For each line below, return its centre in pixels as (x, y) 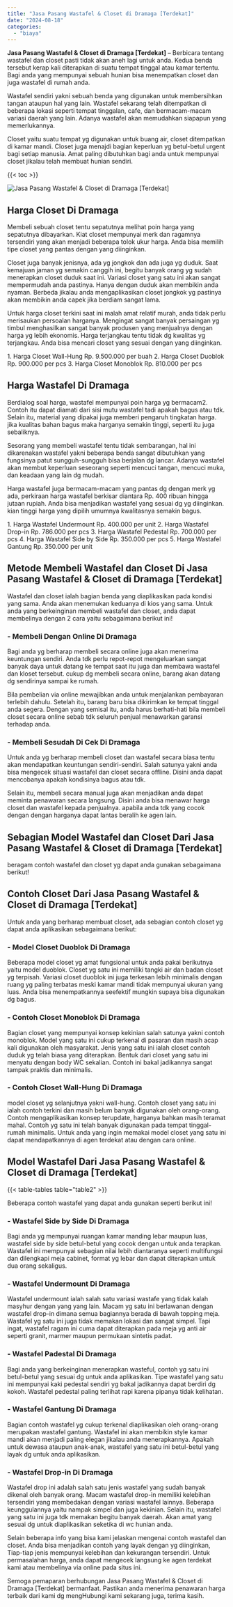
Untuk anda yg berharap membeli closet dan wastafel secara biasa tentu (111, 757)
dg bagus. (22, 1000)
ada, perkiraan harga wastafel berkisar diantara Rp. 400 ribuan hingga (108, 496)
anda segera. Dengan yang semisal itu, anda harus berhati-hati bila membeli (116, 709)
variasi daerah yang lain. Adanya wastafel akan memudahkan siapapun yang (117, 118)
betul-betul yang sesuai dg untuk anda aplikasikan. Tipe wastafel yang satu (115, 1376)
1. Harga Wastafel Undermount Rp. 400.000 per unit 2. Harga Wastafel (108, 524)
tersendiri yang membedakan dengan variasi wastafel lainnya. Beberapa (111, 1503)
